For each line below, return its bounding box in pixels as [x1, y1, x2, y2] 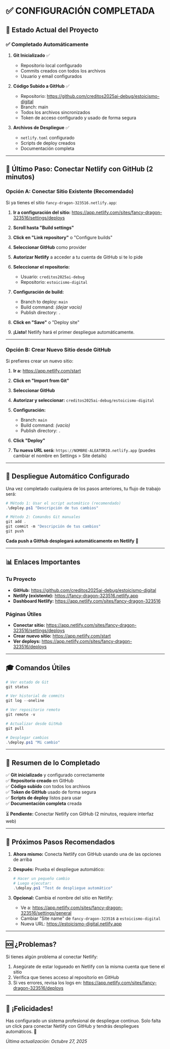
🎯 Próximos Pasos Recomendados [6, 838, 115, 846]
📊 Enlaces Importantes [6, 558, 81, 567]
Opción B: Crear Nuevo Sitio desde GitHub [6, 346, 111, 353]
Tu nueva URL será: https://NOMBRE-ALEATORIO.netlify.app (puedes [13, 447, 156, 453]
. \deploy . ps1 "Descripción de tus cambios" [6, 505, 99, 510]
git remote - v [6, 712, 36, 717]
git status [6, 684, 29, 689]
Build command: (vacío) [20, 422, 70, 428]
